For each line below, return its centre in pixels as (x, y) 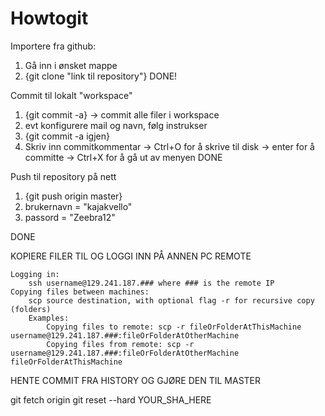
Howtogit (49, 18)
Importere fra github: (53, 46)
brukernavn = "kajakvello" (78, 206)
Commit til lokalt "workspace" (71, 95)
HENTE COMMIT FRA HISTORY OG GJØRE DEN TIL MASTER (136, 380)
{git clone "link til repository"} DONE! (101, 76)
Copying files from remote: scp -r (120, 344)
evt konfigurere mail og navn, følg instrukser (116, 125)
